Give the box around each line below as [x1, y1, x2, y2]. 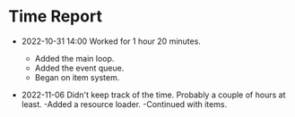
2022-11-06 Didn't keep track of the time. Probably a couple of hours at [21, 89, 286, 100]
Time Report [8, 6, 102, 27]
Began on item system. [34, 71, 120, 82]
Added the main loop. [34, 53, 115, 63]
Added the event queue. [34, 63, 125, 73]
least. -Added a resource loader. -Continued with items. [21, 98, 228, 109]
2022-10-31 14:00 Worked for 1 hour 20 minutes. [21, 36, 201, 46]
